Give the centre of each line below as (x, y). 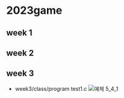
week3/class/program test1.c (51, 88)
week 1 (19, 33)
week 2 (20, 53)
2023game (34, 11)
